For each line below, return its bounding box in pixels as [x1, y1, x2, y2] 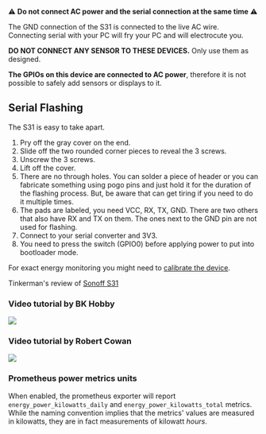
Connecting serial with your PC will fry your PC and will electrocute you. [8, 31, 244, 40]
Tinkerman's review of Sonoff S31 [8, 278, 119, 288]
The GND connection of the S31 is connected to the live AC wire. [8, 22, 220, 31]
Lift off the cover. [19, 163, 76, 172]
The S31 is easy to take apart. [8, 122, 106, 132]
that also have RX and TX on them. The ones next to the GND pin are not [19, 214, 257, 223]
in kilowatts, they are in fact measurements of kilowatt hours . [8, 417, 208, 426]
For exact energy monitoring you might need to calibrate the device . [8, 262, 231, 273]
